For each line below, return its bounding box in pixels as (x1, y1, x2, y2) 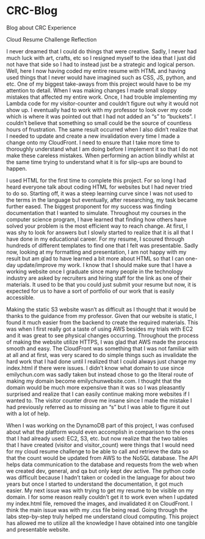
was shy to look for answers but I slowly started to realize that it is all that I (6, 228, 193, 236)
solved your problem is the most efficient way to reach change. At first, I (6, 222, 188, 230)
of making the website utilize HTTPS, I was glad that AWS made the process (6, 338, 198, 345)
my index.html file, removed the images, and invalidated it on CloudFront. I (6, 500, 193, 507)
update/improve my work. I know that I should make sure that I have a (17, 261, 192, 268)
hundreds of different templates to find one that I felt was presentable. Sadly (6, 241, 198, 249)
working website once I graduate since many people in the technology (6, 268, 183, 275)
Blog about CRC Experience (6, 24, 76, 31)
